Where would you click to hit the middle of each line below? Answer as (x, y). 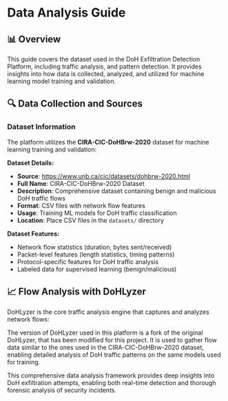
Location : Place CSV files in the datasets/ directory (90, 220)
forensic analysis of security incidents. (62, 390)
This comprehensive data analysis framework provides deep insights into (111, 375)
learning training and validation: (52, 149)
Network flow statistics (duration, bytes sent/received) (94, 247)
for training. (24, 362)
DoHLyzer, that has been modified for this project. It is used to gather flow (112, 339)
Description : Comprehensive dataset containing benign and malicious (116, 191)
